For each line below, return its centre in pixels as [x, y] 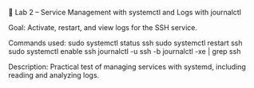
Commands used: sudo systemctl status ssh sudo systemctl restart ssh [125, 43]
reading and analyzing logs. [54, 75]
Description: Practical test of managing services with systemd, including [127, 67]
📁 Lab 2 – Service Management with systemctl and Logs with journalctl [125, 12]
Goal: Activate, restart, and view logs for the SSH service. [103, 27]
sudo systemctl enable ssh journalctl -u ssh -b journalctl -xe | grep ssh [125, 51]
